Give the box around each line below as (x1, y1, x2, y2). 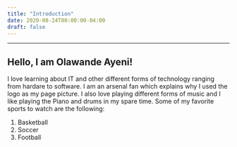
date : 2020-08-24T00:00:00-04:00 (7, 17, 106, 24)
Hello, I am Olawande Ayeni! (7, 56, 133, 68)
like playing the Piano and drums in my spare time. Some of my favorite (7, 97, 214, 106)
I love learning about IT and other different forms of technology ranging (7, 75, 215, 83)
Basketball (17, 118, 48, 127)
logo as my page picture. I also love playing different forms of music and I (7, 89, 221, 98)
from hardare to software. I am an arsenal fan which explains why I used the (7, 82, 228, 91)
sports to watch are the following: (7, 105, 105, 113)
